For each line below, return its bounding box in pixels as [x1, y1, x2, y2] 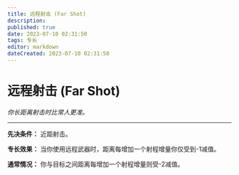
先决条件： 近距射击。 [7, 129, 72, 138]
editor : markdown [7, 43, 59, 51]
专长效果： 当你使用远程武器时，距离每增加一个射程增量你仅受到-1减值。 [7, 144, 221, 153]
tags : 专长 [7, 37, 38, 44]
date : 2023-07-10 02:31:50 [7, 30, 87, 38]
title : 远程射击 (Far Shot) [7, 10, 87, 18]
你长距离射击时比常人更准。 [7, 107, 89, 116]
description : [7, 17, 46, 24]
